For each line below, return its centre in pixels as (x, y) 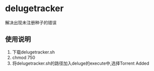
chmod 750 (24, 57)
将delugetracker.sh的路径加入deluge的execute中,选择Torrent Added (81, 63)
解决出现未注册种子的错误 (31, 22)
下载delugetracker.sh (33, 52)
